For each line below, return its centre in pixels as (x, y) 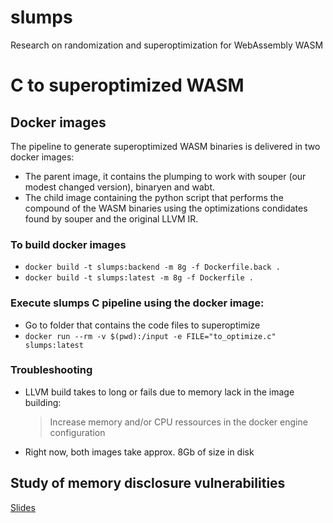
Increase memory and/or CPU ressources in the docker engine (178, 422)
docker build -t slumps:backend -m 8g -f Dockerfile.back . (152, 267)
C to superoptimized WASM (127, 85)
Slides (23, 507)
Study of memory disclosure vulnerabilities (148, 483)
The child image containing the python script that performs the (154, 197)
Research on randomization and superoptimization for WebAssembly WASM (167, 45)
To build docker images (68, 244)
